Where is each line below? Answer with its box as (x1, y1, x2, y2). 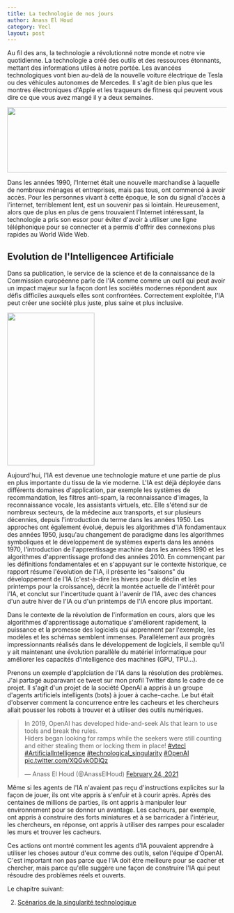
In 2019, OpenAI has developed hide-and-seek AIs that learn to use (24, 720, 218, 728)
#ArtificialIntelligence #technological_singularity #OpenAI (24, 749, 189, 757)
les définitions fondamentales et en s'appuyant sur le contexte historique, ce (7, 560, 227, 569)
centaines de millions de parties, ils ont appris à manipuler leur (7, 799, 187, 807)
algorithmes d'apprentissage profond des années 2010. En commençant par (7, 553, 226, 561)
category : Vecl (7, 23, 52, 30)
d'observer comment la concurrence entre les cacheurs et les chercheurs (7, 699, 219, 707)
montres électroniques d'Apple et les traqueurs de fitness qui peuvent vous (7, 86, 224, 94)
